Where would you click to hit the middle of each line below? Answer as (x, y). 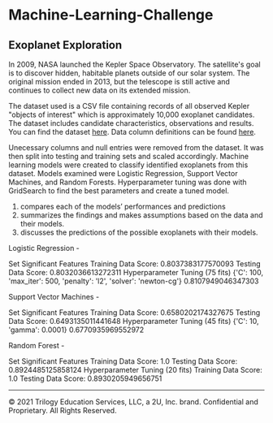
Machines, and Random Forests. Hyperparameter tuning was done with (128, 182)
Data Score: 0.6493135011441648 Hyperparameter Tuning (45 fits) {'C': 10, (134, 321)
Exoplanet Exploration (65, 45)
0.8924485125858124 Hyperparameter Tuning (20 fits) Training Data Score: (135, 370)
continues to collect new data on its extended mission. (100, 90)
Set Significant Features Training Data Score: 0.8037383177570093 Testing (135, 264)
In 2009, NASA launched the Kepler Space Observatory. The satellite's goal (135, 64)
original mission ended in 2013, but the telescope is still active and (119, 82)
